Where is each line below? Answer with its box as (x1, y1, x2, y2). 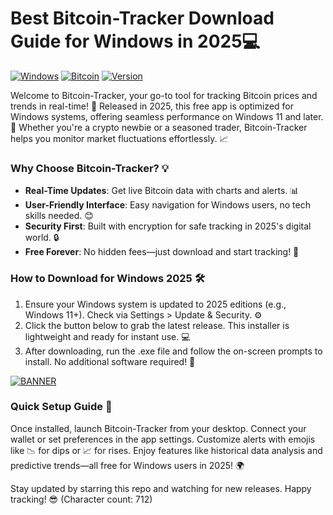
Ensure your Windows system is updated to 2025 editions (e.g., (24, 298, 287, 310)
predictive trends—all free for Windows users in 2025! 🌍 (10, 459, 245, 471)
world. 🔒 (24, 232, 60, 244)
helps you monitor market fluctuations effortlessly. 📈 (10, 132, 229, 144)
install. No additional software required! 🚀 (24, 355, 196, 367)
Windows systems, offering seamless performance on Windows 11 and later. (10, 110, 324, 122)
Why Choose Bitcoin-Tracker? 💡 (10, 161, 170, 175)
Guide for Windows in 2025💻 (10, 30, 261, 53)
